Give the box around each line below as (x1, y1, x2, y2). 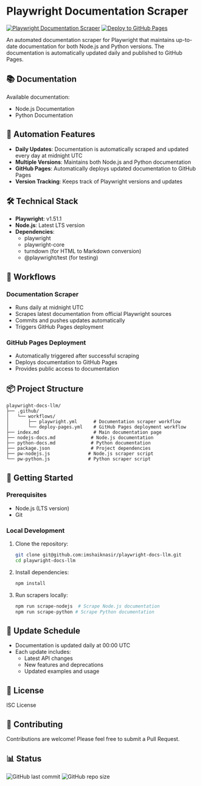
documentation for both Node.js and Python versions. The (18, 43, 164, 50)
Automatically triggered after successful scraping (15, 352, 139, 360)
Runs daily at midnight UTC (15, 304, 84, 311)
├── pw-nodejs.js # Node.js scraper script (6, 451, 154, 457)
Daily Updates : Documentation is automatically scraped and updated (15, 145, 189, 153)
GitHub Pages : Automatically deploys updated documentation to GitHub (15, 164, 197, 172)
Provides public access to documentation (15, 365, 119, 373)
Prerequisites (6, 491, 47, 499)
